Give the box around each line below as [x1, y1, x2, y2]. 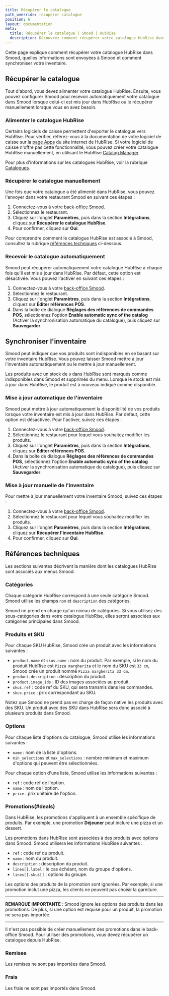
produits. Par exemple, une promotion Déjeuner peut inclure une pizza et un [5, 819, 163, 826]
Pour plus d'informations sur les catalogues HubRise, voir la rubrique [5, 159, 148, 165]
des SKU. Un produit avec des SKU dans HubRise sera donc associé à [5, 705, 151, 711]
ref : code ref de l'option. [12, 780, 65, 786]
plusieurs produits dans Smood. [5, 710, 71, 716]
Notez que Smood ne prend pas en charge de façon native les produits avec [5, 699, 163, 706]
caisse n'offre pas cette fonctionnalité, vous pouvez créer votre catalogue [5, 144, 158, 150]
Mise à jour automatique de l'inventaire [5, 394, 103, 401]
